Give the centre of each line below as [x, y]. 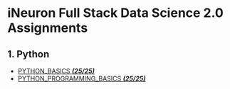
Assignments [48, 28]
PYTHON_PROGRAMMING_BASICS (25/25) [82, 78]
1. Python [28, 54]
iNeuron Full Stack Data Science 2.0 [116, 13]
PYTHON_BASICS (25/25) [56, 71]
